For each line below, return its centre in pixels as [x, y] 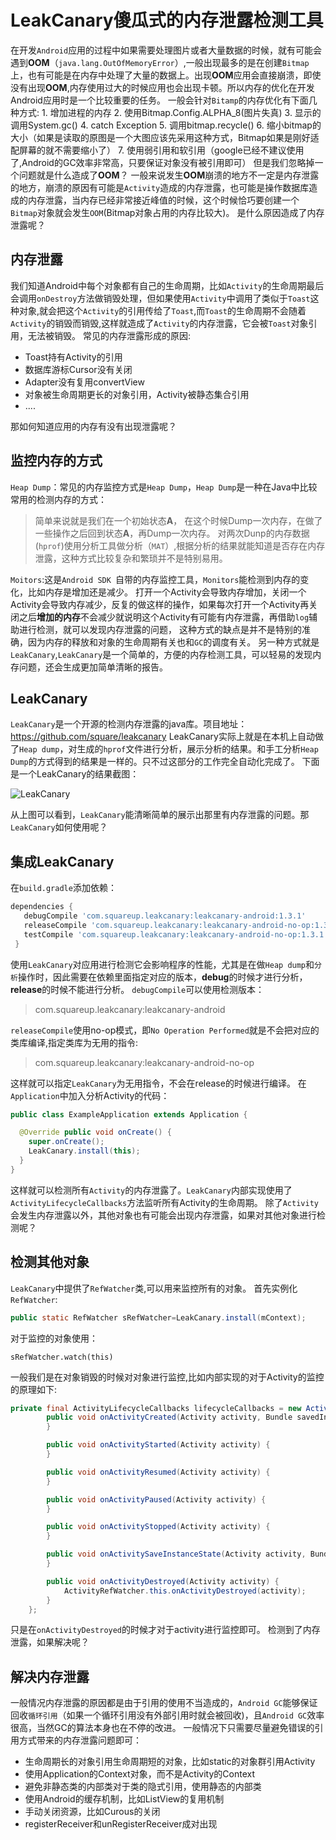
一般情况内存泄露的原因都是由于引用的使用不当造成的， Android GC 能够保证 [164, 1703]
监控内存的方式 [56, 461]
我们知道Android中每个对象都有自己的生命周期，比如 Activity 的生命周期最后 [167, 285]
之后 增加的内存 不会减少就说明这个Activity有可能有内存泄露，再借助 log [164, 617]
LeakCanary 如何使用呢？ [59, 827]
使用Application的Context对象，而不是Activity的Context [139, 1774]
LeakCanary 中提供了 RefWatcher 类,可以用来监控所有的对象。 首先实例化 [154, 1288]
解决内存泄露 [50, 1676]
